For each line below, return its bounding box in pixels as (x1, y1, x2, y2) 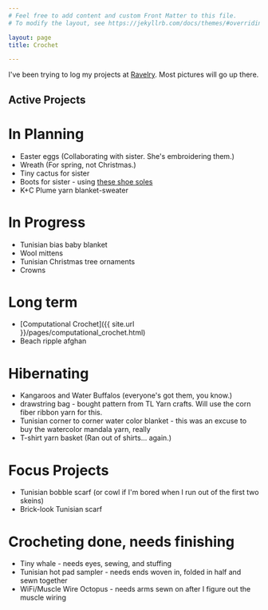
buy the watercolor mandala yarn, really (19, 425, 152, 434)
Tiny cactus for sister (19, 168, 90, 178)
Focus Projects (8, 461, 109, 479)
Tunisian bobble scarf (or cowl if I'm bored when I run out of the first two (19, 488, 259, 497)
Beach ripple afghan (19, 336, 87, 346)
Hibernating (8, 364, 89, 382)
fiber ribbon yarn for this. (19, 408, 103, 418)
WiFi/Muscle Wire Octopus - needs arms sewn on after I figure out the (19, 584, 251, 594)
